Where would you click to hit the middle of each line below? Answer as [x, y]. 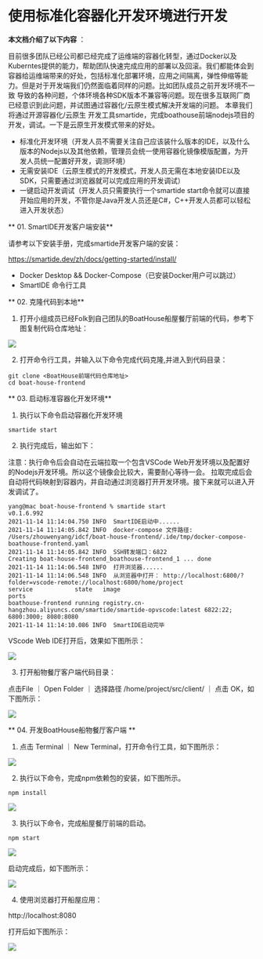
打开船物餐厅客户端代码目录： [67, 672]
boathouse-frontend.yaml [49, 543]
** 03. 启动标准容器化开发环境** [60, 398]
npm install [27, 793]
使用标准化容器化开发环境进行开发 [118, 16]
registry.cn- [124, 603]
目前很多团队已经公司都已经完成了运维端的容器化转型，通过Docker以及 [122, 56]
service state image [65, 589]
